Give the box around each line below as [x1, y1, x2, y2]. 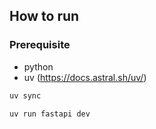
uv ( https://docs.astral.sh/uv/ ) [23, 71, 147, 83]
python [23, 60, 54, 73]
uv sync [9, 90, 42, 101]
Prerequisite [9, 38, 71, 52]
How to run [9, 8, 80, 25]
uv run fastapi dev [9, 109, 91, 119]
